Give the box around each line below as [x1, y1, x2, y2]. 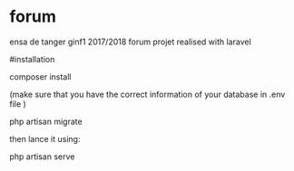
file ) [9, 98, 27, 109]
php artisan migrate [9, 116, 83, 127]
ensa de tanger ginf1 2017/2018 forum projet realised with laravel [9, 36, 251, 47]
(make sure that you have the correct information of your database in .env [9, 89, 286, 100]
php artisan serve [9, 151, 75, 162]
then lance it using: [9, 133, 81, 144]
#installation [9, 53, 55, 64]
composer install [9, 71, 72, 82]
